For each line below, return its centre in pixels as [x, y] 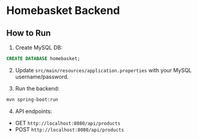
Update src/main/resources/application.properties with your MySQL [103, 70]
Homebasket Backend [63, 11]
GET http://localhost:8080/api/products [68, 123]
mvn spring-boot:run [33, 100]
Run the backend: [37, 88]
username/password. [42, 76]
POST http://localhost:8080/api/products [69, 129]
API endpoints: [34, 111]
